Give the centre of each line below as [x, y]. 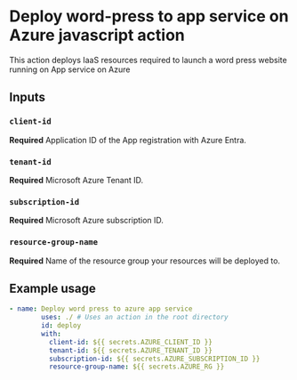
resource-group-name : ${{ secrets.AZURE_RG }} [136, 367]
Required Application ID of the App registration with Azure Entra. [128, 140]
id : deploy [61, 326]
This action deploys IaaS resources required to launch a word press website [148, 60]
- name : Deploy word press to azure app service [101, 309]
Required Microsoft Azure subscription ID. [87, 221]
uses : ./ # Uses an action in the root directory [135, 318]
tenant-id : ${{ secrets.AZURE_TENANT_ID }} [131, 350]
